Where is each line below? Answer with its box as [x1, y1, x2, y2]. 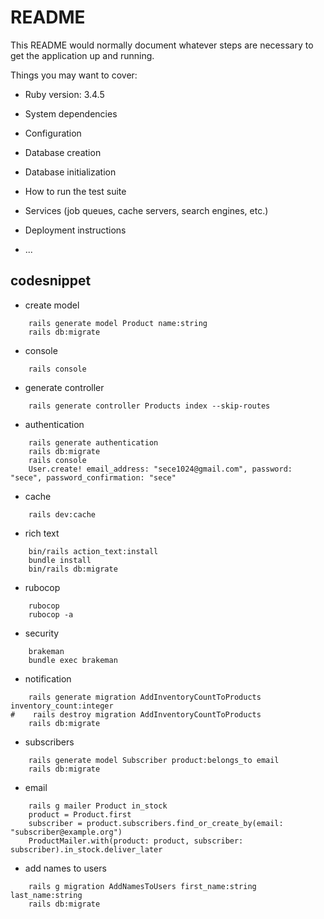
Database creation [24, 146, 102, 158]
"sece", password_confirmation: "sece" [10, 472, 177, 483]
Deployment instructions [24, 224, 127, 236]
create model [24, 299, 80, 311]
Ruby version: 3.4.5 [24, 88, 105, 100]
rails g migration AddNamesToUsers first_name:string [28, 881, 257, 891]
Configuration [24, 127, 82, 139]
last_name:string [10, 890, 83, 900]
